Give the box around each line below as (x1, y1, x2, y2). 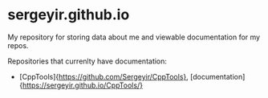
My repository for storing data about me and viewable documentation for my (7, 32, 261, 42)
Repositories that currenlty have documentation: (7, 56, 168, 66)
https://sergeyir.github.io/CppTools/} (22, 80, 144, 90)
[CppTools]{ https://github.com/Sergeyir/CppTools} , (18, 71, 189, 81)
